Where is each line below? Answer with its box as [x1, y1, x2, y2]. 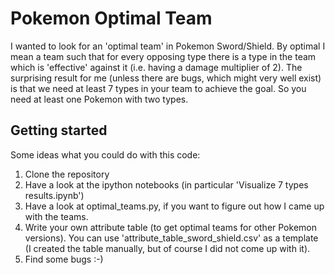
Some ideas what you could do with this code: [10, 148, 201, 161]
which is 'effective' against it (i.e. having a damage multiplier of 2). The [10, 61, 303, 73]
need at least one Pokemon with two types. [10, 93, 189, 105]
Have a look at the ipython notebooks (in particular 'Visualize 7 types [24, 178, 309, 191]
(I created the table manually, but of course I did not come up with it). [24, 242, 311, 254]
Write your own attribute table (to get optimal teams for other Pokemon [24, 221, 317, 233]
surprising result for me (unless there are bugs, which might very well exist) [10, 72, 322, 84]
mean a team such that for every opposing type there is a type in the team [10, 50, 317, 62]
